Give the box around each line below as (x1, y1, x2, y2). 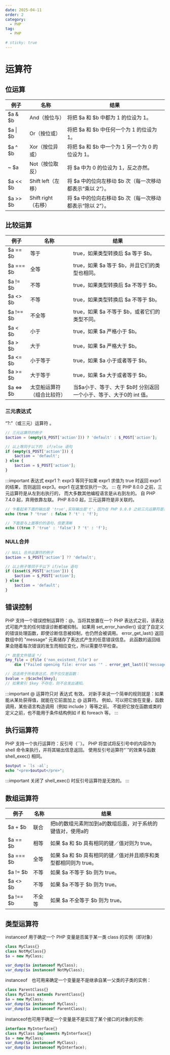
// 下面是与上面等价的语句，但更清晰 (5, 521, 72, 526)
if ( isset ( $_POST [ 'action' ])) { (5, 569, 73, 574)
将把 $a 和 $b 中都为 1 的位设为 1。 (67, 114, 152, 121)
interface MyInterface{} (5, 1026, 58, 1031)
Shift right (29, 194, 53, 201)
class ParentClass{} (5, 988, 49, 993)
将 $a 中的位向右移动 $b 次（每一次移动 (67, 194, 161, 201)
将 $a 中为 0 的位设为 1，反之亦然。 (67, 164, 153, 171)
